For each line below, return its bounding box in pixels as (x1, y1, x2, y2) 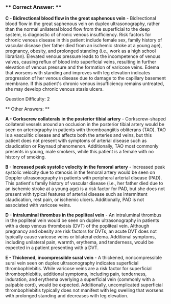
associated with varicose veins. (5, 202, 71, 208)
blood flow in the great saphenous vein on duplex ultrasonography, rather (5, 21, 160, 27)
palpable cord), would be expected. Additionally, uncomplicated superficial (5, 282, 163, 288)
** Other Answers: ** (5, 106, 50, 112)
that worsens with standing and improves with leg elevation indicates (5, 70, 151, 76)
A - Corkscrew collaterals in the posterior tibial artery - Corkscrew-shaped (5, 116, 166, 122)
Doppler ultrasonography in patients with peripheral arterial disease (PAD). (5, 175, 162, 181)
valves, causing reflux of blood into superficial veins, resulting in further (5, 59, 157, 65)
